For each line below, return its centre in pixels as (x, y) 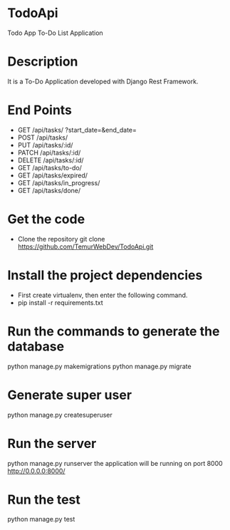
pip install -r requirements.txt (60, 302)
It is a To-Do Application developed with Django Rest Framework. (103, 81)
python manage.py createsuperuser (60, 415)
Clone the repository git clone (61, 239)
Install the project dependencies (105, 275)
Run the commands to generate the (114, 331)
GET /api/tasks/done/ (49, 190)
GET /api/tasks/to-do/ (49, 167)
